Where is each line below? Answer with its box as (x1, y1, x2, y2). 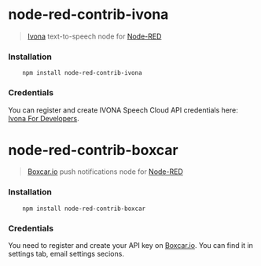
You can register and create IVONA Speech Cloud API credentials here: (8, 105, 238, 115)
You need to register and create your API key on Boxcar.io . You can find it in (8, 241, 254, 250)
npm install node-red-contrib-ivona (22, 69, 143, 77)
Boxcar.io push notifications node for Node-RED (27, 167, 183, 176)
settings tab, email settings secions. (8, 249, 124, 259)
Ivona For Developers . (8, 113, 80, 123)
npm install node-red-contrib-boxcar (22, 205, 146, 212)
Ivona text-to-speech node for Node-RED (27, 31, 162, 41)
